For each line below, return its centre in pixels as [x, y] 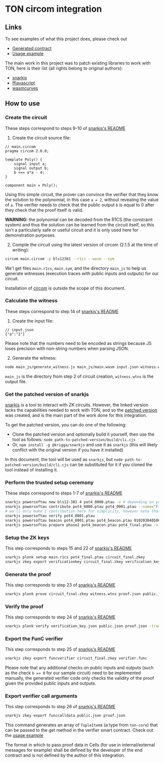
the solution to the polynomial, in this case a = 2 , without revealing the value [82, 199]
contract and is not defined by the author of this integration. [65, 755]
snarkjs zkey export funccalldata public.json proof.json [65, 716]
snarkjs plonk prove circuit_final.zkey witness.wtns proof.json [73, 594]
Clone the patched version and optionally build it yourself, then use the [83, 434]
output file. [16, 381]
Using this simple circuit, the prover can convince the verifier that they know [82, 194]
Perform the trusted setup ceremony [49, 482]
